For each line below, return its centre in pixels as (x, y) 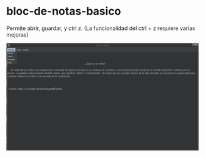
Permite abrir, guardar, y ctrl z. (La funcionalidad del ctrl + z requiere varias (101, 28)
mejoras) (17, 34)
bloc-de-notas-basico (64, 11)
